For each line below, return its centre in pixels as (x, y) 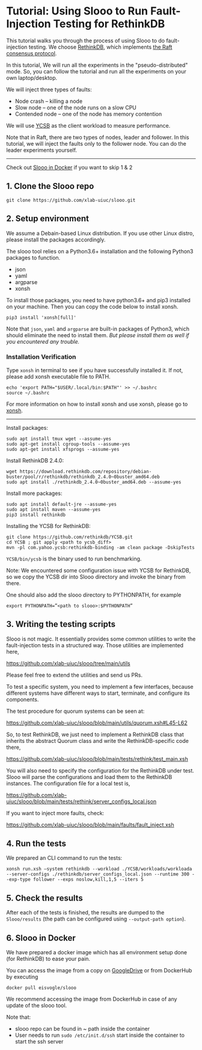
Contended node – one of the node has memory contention (88, 114)
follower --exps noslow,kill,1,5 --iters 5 (88, 880)
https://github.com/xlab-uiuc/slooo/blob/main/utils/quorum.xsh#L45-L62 (97, 722)
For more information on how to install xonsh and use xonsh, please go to (97, 404)
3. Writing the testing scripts (61, 624)
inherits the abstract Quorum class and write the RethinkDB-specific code (98, 741)
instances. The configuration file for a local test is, (68, 783)
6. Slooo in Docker (41, 938)
